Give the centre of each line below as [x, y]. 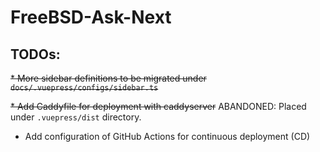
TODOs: [35, 54]
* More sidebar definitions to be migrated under [108, 78]
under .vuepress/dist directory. [76, 117]
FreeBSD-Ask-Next [91, 17]
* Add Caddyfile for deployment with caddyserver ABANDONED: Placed [158, 106]
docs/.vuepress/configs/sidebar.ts [84, 88]
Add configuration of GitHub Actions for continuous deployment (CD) [167, 136]
